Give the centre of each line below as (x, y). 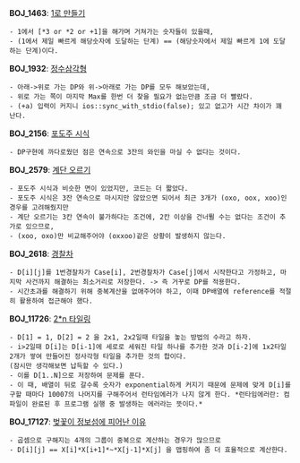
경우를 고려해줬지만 (39, 208)
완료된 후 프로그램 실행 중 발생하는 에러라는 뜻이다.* (117, 404)
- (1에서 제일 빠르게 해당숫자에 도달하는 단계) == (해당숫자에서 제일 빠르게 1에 (140, 41)
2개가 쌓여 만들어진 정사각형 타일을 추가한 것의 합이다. (98, 356)
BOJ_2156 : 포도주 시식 (50, 133)
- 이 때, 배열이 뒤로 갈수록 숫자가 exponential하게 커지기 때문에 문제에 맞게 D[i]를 (150, 385)
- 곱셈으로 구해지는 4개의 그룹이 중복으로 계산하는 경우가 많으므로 (115, 441)
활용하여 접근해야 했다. (56, 301)
